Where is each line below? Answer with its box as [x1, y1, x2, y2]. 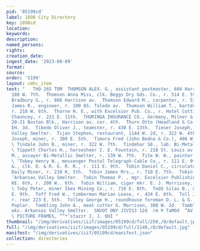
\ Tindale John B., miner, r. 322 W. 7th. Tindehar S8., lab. [11, 141, 171, 148]
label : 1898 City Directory [6, 14, 76, 20]
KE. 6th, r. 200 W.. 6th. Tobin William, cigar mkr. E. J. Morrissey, [11, 180, 193, 186]
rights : [6, 48, 26, 54]
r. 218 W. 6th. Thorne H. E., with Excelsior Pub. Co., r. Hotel [11, 108, 180, 114]
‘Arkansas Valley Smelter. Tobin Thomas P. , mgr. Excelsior [11, 175, 169, 181]
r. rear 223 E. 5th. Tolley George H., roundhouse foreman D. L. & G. [11, 197, 193, 203]
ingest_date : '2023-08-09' [6, 58, 73, 64]
